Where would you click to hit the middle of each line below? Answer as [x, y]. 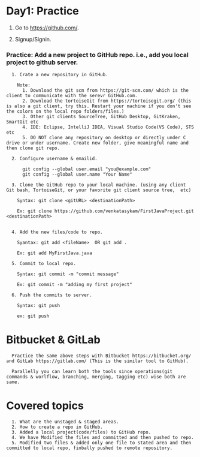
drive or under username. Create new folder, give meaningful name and [97, 143]
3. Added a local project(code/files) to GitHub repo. [81, 432]
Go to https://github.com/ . [47, 28]
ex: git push [33, 316]
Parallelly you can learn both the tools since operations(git [92, 372]
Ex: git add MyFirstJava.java [55, 253]
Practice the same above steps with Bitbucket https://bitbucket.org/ [101, 356]
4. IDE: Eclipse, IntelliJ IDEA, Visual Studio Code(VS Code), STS [108, 127]
